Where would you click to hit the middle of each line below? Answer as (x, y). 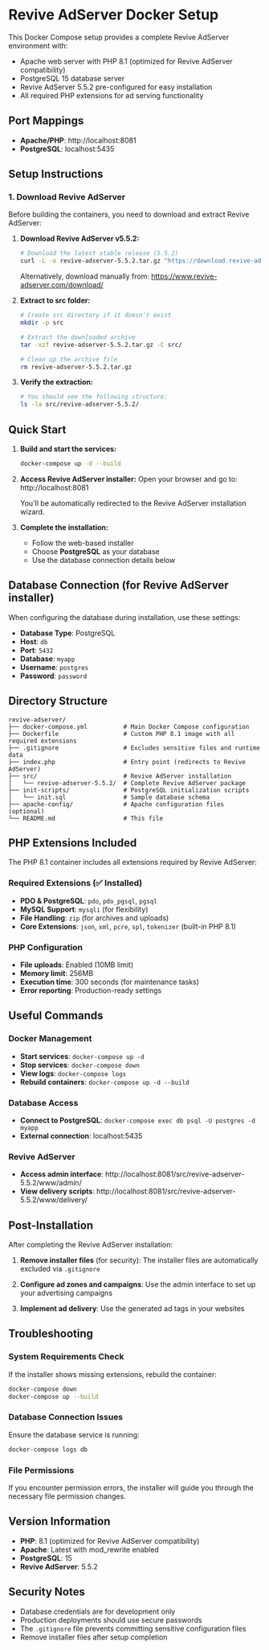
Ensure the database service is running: (74, 1434)
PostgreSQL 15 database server (72, 78)
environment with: (38, 45)
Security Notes (47, 1592)
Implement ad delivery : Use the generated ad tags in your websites (132, 1309)
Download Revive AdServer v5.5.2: (79, 238)
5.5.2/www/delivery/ (54, 1200)
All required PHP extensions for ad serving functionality (112, 95)
